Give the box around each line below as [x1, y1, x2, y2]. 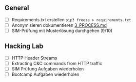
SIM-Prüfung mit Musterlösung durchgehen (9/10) [11, 28, 113, 33]
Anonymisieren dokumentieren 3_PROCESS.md [11, 22, 107, 28]
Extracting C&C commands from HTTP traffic [11, 60, 103, 66]
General [4, 4, 30, 12]
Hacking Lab [4, 42, 43, 50]
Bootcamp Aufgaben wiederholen [11, 71, 79, 77]
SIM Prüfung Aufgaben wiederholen [11, 66, 84, 72]
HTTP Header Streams [11, 55, 58, 61]
